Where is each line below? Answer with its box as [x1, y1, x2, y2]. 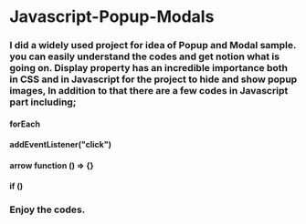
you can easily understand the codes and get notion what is [9, 50, 280, 63]
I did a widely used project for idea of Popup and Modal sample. [9, 39, 297, 52]
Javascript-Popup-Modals [9, 6, 215, 27]
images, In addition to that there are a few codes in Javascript [9, 85, 289, 97]
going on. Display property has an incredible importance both [9, 62, 288, 75]
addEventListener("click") [9, 139, 112, 150]
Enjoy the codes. [9, 203, 86, 216]
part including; [9, 96, 77, 108]
